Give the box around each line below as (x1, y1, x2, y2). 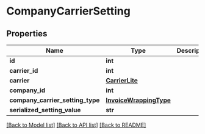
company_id (9, 86, 46, 95)
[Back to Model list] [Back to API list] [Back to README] (6, 121, 146, 129)
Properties (6, 28, 48, 39)
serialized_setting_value (9, 106, 81, 114)
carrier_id (9, 67, 38, 75)
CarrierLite (106, 76, 138, 84)
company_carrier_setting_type (9, 96, 100, 104)
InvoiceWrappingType (106, 96, 171, 104)
